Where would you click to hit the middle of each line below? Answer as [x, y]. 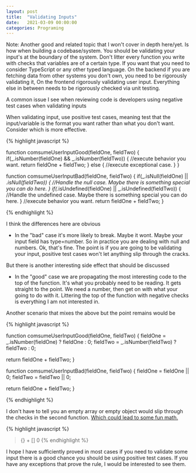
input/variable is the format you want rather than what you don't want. [90, 123]
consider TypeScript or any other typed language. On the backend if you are [98, 70]
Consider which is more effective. [47, 130]
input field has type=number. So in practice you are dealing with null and [102, 242]
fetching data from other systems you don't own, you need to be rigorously [97, 76]
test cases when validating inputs [46, 106]
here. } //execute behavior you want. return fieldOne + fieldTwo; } [85, 201]
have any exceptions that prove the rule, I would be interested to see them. [96, 464]
